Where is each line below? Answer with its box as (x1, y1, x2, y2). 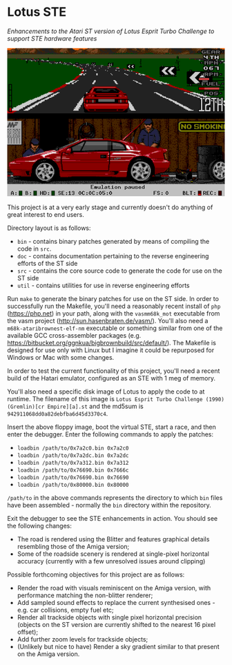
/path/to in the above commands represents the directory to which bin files (7, 494, 223, 502)
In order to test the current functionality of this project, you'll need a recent (7, 367, 220, 375)
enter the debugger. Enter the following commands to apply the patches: (7, 430, 214, 438)
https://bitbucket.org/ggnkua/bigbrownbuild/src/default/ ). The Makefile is (7, 339, 216, 347)
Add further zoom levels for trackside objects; (17, 635, 148, 644)
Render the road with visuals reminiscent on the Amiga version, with (17, 584, 211, 592)
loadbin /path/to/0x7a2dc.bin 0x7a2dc (17, 452, 129, 459)
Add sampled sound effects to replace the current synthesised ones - (17, 599, 215, 607)
